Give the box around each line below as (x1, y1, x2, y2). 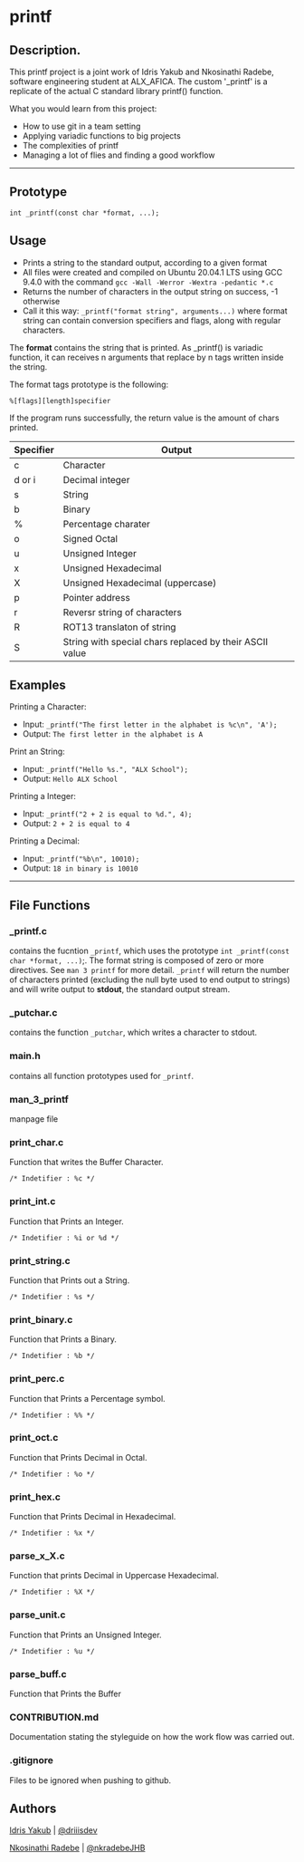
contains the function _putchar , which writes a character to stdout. (9, 1027, 258, 1038)
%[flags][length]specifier (9, 396, 111, 405)
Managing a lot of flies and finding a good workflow (22, 150, 215, 160)
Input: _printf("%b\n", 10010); (22, 854, 140, 864)
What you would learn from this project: (9, 103, 157, 114)
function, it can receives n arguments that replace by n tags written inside (9, 352, 284, 362)
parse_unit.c (9, 1608, 66, 1621)
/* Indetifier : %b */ (9, 1352, 95, 1361)
